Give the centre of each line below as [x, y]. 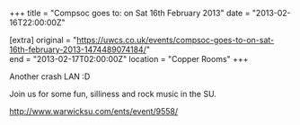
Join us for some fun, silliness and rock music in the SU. [113, 94]
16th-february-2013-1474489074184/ [78, 49]
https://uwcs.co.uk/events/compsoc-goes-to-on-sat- [175, 40]
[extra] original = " [43, 40]
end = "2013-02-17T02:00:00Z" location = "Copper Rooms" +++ [129, 59]
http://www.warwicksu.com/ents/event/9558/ [93, 111]
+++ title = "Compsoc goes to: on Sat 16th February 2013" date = [130, 13]
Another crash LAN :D [50, 76]
